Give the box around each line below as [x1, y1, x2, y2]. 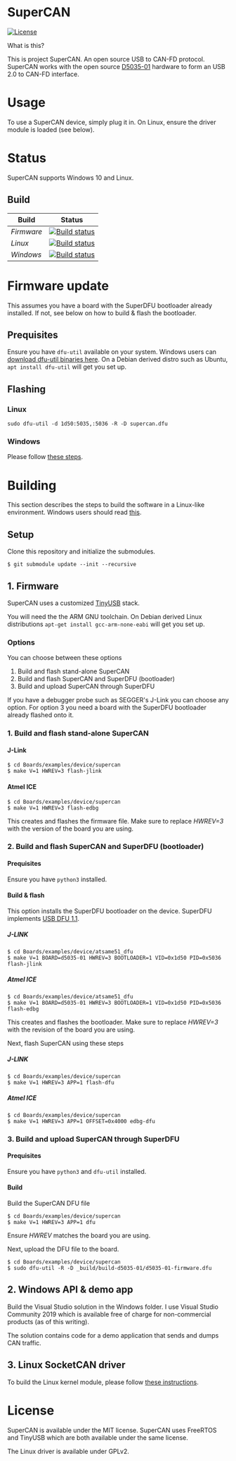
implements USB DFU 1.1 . [7, 914, 79, 922]
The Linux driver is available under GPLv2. [7, 1447, 130, 1455]
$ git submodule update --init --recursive [7, 561, 137, 568]
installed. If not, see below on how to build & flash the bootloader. [7, 308, 197, 317]
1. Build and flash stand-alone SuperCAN [7, 728, 150, 738]
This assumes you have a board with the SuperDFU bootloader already [7, 301, 213, 310]
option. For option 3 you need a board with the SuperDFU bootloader [7, 703, 207, 712]
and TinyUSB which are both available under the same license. [7, 1433, 188, 1442]
